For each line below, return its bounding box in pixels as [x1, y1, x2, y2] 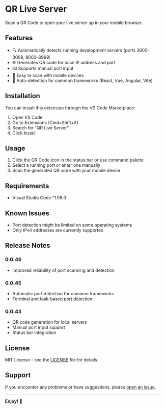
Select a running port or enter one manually [12, 162, 101, 168]
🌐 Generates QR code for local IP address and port [12, 59, 115, 65]
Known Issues [5, 209, 50, 217]
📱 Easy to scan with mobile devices [12, 72, 84, 78]
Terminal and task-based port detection [12, 296, 93, 302]
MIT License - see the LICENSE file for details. [5, 357, 99, 363]
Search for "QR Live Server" [12, 125, 69, 130]
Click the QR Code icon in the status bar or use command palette [12, 157, 144, 163]
